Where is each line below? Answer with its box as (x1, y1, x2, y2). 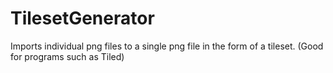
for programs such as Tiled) (10, 50, 125, 62)
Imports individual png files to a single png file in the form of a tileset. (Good (10, 40, 324, 52)
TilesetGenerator (10, 7, 155, 30)
